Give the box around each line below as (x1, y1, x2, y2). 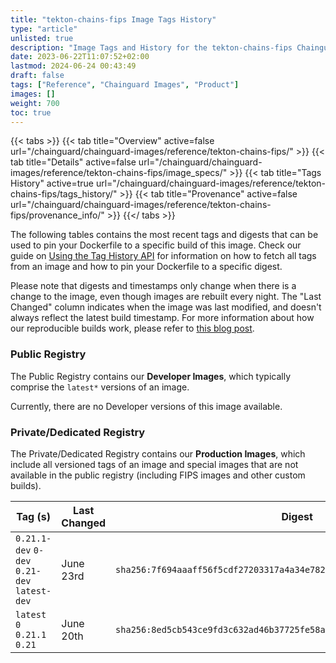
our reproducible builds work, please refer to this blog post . (10, 322, 255, 335)
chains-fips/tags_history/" (10, 188, 118, 200)
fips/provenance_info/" (10, 209, 105, 221)
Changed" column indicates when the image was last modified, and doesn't (10, 301, 322, 313)
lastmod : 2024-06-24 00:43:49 (10, 61, 137, 71)
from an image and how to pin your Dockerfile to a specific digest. (10, 261, 283, 273)
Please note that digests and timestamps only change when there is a (10, 280, 297, 292)
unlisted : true (10, 33, 74, 43)
